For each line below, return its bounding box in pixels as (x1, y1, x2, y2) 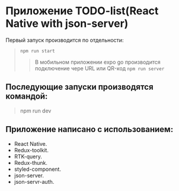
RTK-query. (14, 153, 42, 160)
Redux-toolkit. (14, 146, 49, 154)
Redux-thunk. (14, 159, 48, 166)
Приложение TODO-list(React (5, 4, 159, 18)
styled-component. (14, 165, 62, 173)
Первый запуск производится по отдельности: (5, 36, 124, 43)
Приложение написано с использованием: (5, 124, 174, 134)
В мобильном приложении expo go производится (34, 58, 161, 65)
